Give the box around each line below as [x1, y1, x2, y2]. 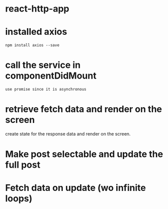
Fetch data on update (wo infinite [5, 182, 146, 194]
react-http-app [5, 3, 69, 15]
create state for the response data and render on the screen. [5, 131, 131, 136]
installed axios [5, 26, 67, 38]
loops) [5, 193, 33, 204]
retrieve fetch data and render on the [5, 104, 162, 115]
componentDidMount [5, 70, 97, 82]
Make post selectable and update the [5, 149, 163, 160]
